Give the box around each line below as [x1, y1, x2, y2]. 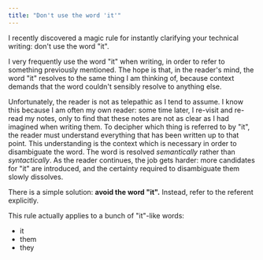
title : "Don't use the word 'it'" [8, 11, 122, 20]
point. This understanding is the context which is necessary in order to [8, 138, 238, 148]
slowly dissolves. [8, 172, 64, 181]
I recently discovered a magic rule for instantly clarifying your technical [8, 33, 239, 42]
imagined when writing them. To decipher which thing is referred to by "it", [8, 122, 250, 131]
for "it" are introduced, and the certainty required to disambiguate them [8, 163, 240, 173]
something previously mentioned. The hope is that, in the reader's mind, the [8, 64, 254, 75]
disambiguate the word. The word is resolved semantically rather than [8, 147, 236, 156]
